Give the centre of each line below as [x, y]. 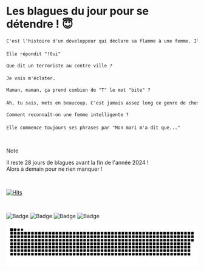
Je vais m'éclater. [31, 78]
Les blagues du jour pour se [78, 11]
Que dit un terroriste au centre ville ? [59, 66]
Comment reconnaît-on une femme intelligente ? [68, 115]
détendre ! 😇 [40, 24]
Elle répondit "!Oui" [34, 54]
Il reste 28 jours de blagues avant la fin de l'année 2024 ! [77, 163]
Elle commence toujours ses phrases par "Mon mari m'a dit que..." [93, 128]
